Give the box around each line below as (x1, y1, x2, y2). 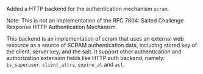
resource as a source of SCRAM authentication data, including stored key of (6, 42, 198, 49)
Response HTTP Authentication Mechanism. (6, 24, 118, 30)
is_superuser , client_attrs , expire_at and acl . (6, 61, 125, 68)
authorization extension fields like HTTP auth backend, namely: (6, 55, 165, 61)
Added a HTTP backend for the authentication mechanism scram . (6, 5, 169, 12)
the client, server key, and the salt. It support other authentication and (6, 48, 182, 55)
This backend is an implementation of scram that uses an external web (6, 35, 184, 42)
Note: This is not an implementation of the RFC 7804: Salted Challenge (6, 17, 184, 24)
